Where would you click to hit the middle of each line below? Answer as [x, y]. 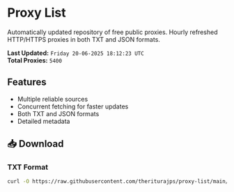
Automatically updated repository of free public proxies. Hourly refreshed [112, 32]
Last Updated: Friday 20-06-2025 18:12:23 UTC [76, 53]
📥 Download [36, 144]
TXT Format [28, 167]
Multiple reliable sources [53, 99]
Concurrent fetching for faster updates [73, 106]
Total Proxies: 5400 [35, 60]
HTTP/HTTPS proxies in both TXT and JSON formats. [84, 39]
